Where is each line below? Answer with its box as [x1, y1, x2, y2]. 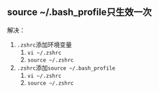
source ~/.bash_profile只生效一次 [7, 6, 152, 18]
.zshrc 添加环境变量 [16, 40, 72, 49]
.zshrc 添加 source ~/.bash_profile [16, 64, 116, 72]
